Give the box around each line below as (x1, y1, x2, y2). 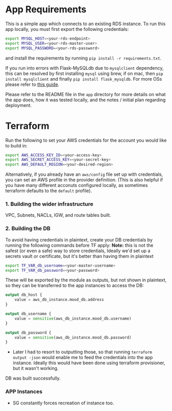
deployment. (5, 102, 32, 108)
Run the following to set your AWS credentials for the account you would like (5, 137, 167, 143)
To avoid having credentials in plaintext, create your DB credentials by (5, 236, 153, 242)
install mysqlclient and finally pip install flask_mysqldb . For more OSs (5, 76, 162, 82)
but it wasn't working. (12, 365, 59, 371)
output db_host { (5, 292, 42, 297)
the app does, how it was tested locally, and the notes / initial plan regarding (5, 97, 166, 103)
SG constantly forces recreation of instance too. (12, 400, 114, 406)
